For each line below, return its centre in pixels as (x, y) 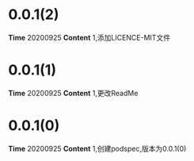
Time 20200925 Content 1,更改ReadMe (73, 93)
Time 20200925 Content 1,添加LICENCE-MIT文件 (89, 37)
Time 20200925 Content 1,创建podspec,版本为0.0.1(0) (97, 148)
